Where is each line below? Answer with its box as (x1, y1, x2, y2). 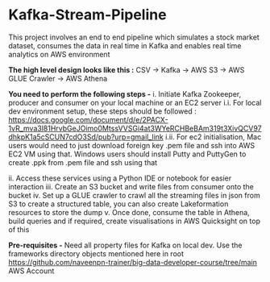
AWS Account (8, 266, 55, 276)
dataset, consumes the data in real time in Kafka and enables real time (8, 40, 242, 50)
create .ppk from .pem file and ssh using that (8, 157, 158, 167)
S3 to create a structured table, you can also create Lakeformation (8, 199, 229, 209)
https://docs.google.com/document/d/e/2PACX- (8, 114, 168, 124)
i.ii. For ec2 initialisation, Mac (164, 131, 262, 142)
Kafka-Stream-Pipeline (8, 6, 167, 24)
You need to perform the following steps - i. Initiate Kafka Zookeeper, (8, 89, 242, 98)
